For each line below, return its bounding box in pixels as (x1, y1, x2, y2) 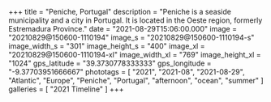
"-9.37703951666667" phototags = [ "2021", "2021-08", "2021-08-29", (8, 67, 245, 76)
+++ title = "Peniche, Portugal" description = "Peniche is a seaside (8, 7, 231, 16)
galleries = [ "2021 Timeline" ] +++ (8, 84, 124, 94)
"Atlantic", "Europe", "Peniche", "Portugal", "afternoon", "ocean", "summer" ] (8, 76, 264, 85)
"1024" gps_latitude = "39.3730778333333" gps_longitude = (8, 58, 213, 68)
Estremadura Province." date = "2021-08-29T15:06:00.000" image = (8, 24, 238, 33)
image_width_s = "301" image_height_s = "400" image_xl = (8, 41, 205, 51)
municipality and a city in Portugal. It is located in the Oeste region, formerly (8, 15, 263, 25)
